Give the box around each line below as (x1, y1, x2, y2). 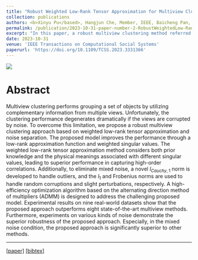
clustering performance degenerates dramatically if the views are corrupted (6, 115, 190, 122)
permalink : (6, 25, 33, 31)
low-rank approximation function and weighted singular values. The (6, 140, 170, 147)
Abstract (6, 83, 50, 96)
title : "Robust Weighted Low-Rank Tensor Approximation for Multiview (6, 8, 183, 15)
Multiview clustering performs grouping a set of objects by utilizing (6, 102, 169, 109)
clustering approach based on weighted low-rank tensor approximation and (6, 128, 190, 135)
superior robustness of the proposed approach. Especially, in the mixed (6, 218, 180, 225)
